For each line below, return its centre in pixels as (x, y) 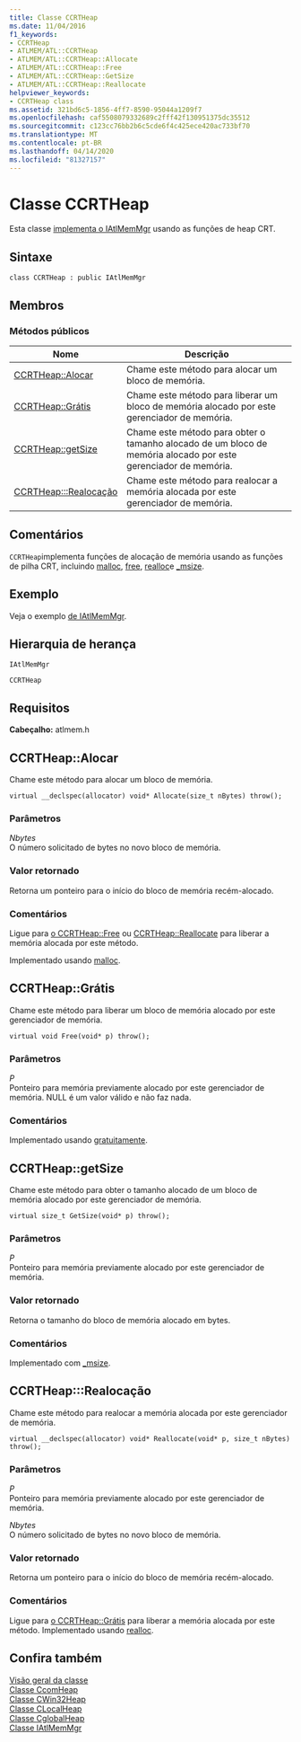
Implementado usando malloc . (65, 960)
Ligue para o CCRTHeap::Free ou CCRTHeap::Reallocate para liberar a (139, 933)
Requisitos (39, 707)
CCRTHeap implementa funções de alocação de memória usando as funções (146, 556)
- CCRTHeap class (42, 101)
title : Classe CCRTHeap (54, 18)
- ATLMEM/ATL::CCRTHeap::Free (66, 68)
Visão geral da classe (49, 1680)
